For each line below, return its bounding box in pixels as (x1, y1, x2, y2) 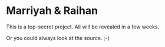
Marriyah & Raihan (6, 4, 98, 17)
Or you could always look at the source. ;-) (6, 34, 110, 41)
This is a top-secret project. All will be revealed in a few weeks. (6, 23, 160, 30)
